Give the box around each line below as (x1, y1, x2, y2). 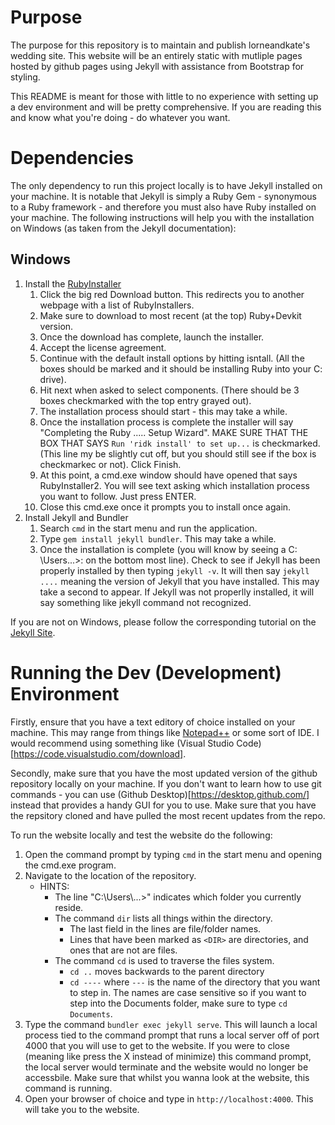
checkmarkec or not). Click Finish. (39, 458, 182, 470)
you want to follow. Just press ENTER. (39, 490, 197, 502)
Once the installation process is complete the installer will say (39, 416, 294, 428)
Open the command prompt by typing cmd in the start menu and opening (24, 848, 323, 860)
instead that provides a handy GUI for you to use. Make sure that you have (10, 799, 317, 811)
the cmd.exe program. (24, 859, 117, 871)
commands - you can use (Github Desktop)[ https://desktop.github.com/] (10, 788, 310, 800)
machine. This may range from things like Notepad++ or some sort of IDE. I (10, 726, 320, 738)
